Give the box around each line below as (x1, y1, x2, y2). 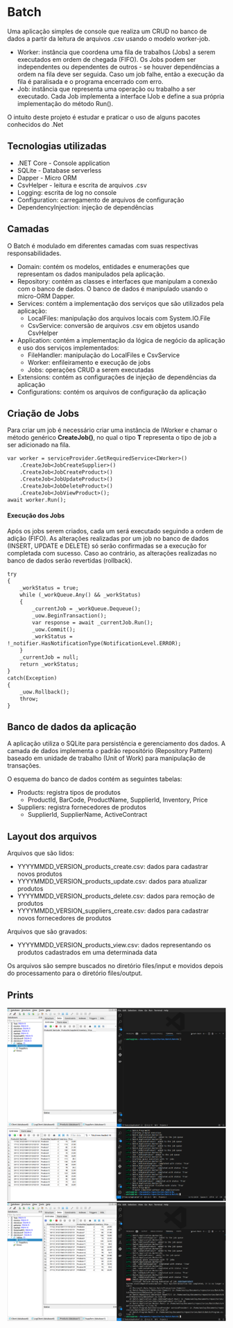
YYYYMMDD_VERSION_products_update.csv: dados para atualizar (17, 877, 207, 886)
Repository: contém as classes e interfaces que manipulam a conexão (17, 277, 218, 285)
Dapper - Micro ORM (17, 173, 78, 182)
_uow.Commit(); (32, 626, 76, 633)
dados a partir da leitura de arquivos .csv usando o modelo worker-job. (7, 34, 210, 42)
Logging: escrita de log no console (17, 188, 116, 196)
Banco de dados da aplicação (7, 721, 137, 732)
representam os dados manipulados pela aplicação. (17, 270, 165, 278)
